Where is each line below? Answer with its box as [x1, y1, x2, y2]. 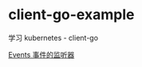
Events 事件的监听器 [8, 49, 75, 59]
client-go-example [8, 6, 135, 24]
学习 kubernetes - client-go [8, 33, 98, 42]
